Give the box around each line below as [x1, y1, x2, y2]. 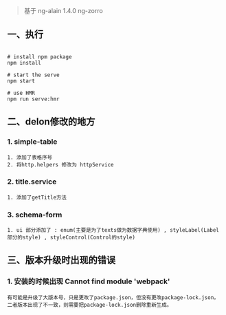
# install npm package [7, 53, 72, 61]
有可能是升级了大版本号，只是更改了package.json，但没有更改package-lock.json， [7, 294, 219, 301]
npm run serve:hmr [7, 96, 60, 102]
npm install [7, 59, 41, 66]
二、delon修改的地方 [7, 116, 95, 128]
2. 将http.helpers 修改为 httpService [7, 161, 115, 168]
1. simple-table [7, 137, 58, 146]
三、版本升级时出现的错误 [7, 254, 115, 266]
